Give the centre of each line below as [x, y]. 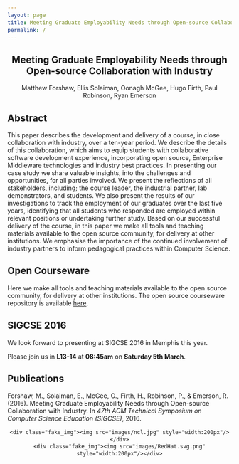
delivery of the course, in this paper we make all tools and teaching [106, 226]
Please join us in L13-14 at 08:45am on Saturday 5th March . [97, 357]
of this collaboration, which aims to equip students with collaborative [108, 150]
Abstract [27, 118]
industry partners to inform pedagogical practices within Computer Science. [119, 248]
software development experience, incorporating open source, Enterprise [115, 158]
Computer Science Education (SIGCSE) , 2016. [74, 418]
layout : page [27, 15]
